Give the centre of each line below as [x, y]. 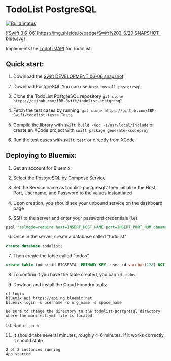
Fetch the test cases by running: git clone [58, 110]
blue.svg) [16, 38]
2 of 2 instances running [33, 350]
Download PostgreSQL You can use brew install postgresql [77, 86]
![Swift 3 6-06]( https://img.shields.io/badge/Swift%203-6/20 [70, 33]
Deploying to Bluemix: [41, 156]
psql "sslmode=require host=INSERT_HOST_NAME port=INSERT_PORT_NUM [79, 227]
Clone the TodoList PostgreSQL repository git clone [68, 96]
